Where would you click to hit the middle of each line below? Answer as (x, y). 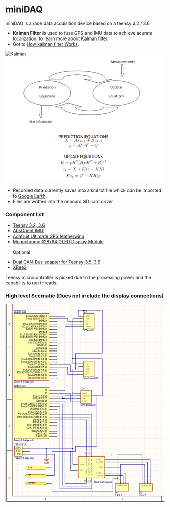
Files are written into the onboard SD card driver (63, 201)
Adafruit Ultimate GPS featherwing (49, 236)
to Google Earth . (30, 196)
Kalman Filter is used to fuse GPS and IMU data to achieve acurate (82, 33)
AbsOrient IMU (28, 230)
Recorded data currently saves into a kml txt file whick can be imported (87, 190)
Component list (25, 214)
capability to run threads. (31, 283)
